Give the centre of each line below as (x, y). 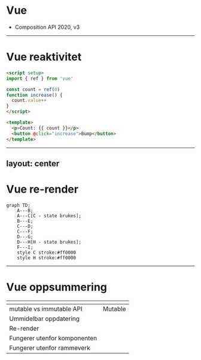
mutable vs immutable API (46, 308)
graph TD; (19, 205)
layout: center (33, 163)
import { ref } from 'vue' (40, 79)
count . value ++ (29, 100)
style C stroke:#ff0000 (47, 253)
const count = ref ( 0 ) (33, 89)
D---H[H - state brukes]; (49, 242)
